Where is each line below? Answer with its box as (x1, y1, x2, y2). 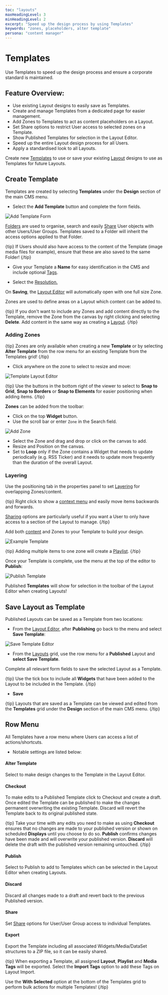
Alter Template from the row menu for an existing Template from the (5, 348, 147, 354)
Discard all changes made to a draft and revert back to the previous (5, 892, 144, 898)
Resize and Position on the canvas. (12, 443, 85, 449)
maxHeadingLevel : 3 (5, 12, 46, 17)
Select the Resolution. (12, 279, 58, 285)
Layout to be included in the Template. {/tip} (5, 681, 96, 687)
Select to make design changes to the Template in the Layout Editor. (5, 771, 146, 777)
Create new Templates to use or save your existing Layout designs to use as (5, 155, 162, 161)
